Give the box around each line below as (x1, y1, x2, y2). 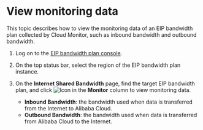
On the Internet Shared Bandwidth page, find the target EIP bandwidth (15, 80, 195, 87)
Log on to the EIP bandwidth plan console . (15, 49, 123, 56)
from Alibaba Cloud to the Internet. (24, 118, 112, 125)
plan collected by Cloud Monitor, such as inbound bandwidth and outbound (6, 31, 197, 38)
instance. (15, 67, 39, 75)
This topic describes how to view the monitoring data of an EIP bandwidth (6, 25, 193, 32)
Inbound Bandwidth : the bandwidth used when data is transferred (24, 98, 193, 105)
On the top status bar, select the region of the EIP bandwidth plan (15, 61, 181, 69)
